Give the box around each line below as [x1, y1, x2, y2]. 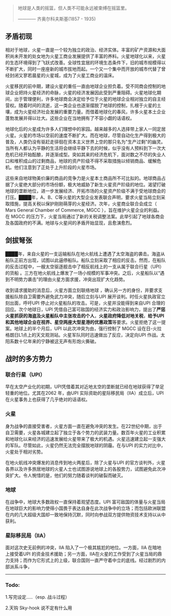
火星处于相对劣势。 [5, 448, 46, 455]
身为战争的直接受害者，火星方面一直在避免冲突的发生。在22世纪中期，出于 [5, 423, 163, 429]
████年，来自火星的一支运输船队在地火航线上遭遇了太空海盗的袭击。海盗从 [5, 250, 165, 257]
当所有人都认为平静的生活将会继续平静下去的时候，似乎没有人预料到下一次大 [5, 145, 166, 151]
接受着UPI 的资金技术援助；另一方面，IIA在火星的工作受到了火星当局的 [9, 551, 158, 557]
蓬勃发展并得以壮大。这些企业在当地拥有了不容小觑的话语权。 [5, 115, 135, 121]
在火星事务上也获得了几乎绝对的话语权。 [5, 396, 90, 402]
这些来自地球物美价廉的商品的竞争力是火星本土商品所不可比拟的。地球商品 [5, 175, 161, 181]
